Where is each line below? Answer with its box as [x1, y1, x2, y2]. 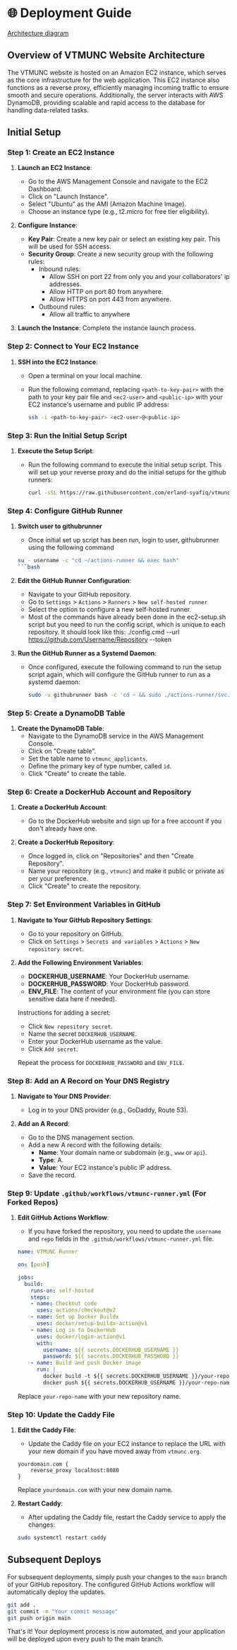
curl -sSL [28, 489, 58, 496]
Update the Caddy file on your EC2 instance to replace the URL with [28, 1440, 226, 1448]
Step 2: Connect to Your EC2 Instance [7, 341, 139, 351]
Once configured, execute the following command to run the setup [28, 662, 222, 671]
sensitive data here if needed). [28, 994, 117, 1003]
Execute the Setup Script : [17, 446, 95, 455]
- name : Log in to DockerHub [30, 1326, 116, 1333]
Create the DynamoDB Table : [17, 724, 104, 732]
